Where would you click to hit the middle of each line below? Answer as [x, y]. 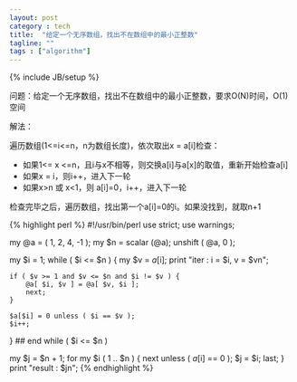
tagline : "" [32, 43]
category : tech [40, 26]
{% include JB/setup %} [54, 77]
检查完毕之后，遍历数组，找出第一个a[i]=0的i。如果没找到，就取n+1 [135, 207]
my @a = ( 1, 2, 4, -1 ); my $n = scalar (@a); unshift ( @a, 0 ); [122, 243]
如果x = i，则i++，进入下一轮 [77, 177]
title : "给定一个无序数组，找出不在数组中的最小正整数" [104, 34]
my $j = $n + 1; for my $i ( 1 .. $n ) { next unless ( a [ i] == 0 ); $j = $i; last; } [147, 358]
